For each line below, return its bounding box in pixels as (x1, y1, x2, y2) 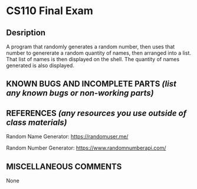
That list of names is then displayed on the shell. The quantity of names (6, 56, 180, 62)
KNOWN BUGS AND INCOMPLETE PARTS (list (6, 79, 177, 89)
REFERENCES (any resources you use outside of (6, 108, 187, 118)
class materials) (6, 117, 67, 127)
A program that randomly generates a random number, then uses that (6, 43, 175, 50)
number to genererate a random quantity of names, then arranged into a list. (6, 49, 192, 57)
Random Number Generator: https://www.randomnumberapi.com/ (6, 144, 166, 151)
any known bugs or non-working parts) (6, 88, 155, 98)
